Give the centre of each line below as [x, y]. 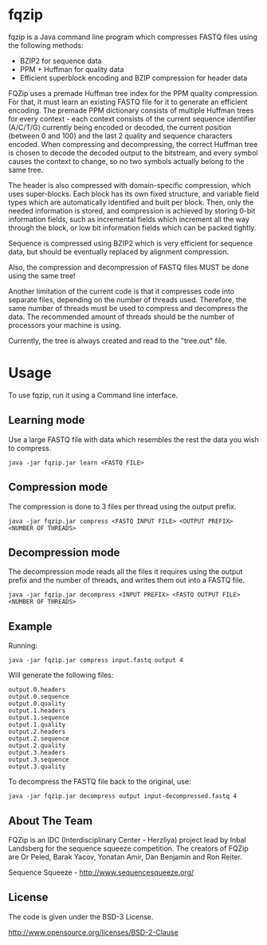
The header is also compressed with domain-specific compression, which [130, 185]
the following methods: [46, 45]
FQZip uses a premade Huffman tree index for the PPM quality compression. [133, 93]
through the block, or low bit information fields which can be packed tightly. [132, 227]
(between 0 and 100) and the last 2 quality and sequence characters [120, 136]
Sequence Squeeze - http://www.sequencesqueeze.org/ [101, 872]
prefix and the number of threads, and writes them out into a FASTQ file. [127, 580]
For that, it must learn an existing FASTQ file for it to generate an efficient [128, 102]
